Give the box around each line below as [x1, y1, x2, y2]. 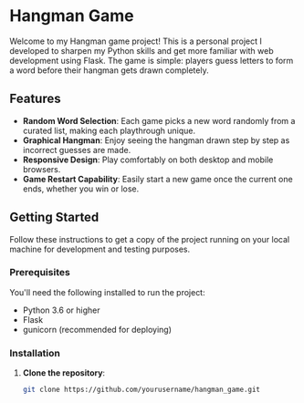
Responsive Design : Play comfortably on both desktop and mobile [22, 154, 274, 165]
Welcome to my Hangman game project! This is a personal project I [9, 36, 263, 46]
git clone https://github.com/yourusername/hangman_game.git [22, 385, 261, 395]
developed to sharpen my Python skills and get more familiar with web [9, 45, 274, 56]
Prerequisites [9, 266, 70, 279]
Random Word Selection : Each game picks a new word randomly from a [22, 115, 296, 126]
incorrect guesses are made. [22, 144, 131, 155]
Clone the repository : [22, 367, 106, 378]
